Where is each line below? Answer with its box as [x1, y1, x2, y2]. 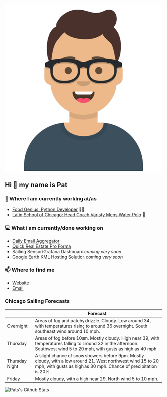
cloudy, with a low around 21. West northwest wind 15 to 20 [35, 358, 159, 364]
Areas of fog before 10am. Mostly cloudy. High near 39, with [35, 335, 160, 341]
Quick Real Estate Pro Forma [12, 243, 71, 249]
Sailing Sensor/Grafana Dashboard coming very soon [12, 248, 122, 254]
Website [12, 280, 30, 286]
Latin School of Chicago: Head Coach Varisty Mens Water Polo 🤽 [12, 212, 146, 218]
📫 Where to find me [5, 266, 55, 273]
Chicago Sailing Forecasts [5, 297, 70, 304]
